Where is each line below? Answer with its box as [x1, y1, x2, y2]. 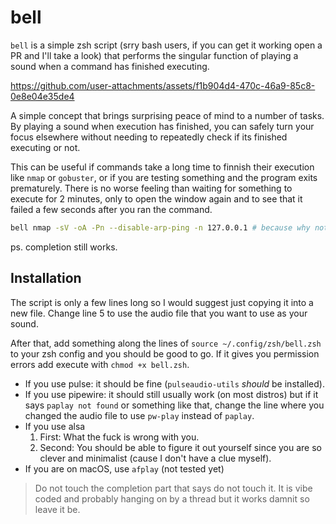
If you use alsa [24, 420, 86, 432]
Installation [10, 270, 82, 287]
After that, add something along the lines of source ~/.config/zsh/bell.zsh [10, 337, 322, 349]
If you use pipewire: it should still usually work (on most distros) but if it [24, 388, 319, 400]
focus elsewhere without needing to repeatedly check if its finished [10, 131, 288, 143]
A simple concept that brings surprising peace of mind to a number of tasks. [10, 109, 325, 121]
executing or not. [10, 141, 81, 153]
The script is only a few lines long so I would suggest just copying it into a [10, 296, 314, 308]
